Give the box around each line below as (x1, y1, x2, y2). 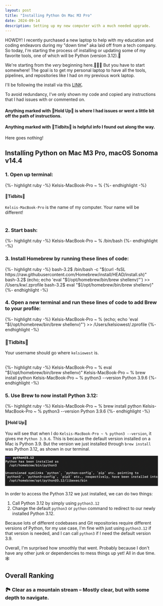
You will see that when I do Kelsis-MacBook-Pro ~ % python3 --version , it (5, 430, 152, 436)
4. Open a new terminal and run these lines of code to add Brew (5, 299, 157, 306)
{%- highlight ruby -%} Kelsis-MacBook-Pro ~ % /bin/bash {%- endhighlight (5, 238, 158, 244)
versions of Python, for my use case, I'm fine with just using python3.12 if (5, 525, 151, 531)
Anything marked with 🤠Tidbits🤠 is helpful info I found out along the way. (5, 124, 155, 130)
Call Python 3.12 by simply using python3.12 (12, 500, 99, 506)
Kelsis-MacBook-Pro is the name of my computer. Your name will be (5, 204, 139, 210)
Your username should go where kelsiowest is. (5, 350, 99, 356)
